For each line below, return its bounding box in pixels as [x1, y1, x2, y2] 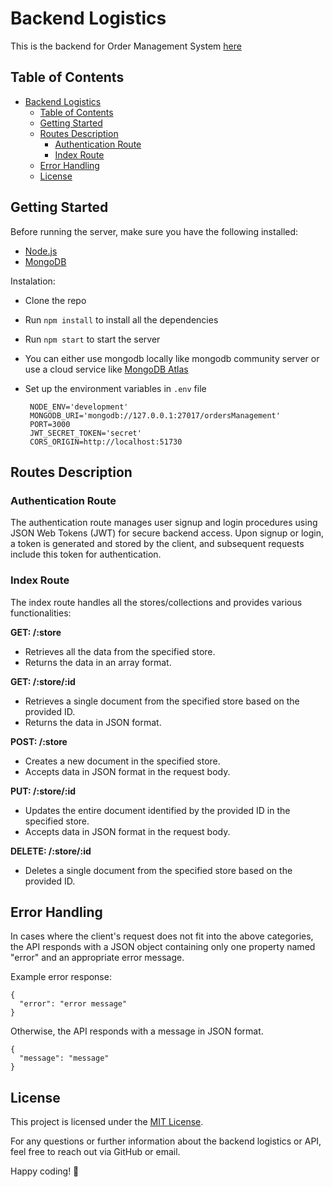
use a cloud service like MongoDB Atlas [24, 363, 189, 375]
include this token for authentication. [10, 548, 162, 561]
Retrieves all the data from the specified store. [24, 645, 216, 657]
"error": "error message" [19, 999, 128, 1009]
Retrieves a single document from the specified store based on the [24, 695, 300, 707]
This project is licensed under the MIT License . [10, 1116, 204, 1128]
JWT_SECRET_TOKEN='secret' [29, 428, 142, 438]
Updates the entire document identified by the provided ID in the [24, 804, 291, 816]
